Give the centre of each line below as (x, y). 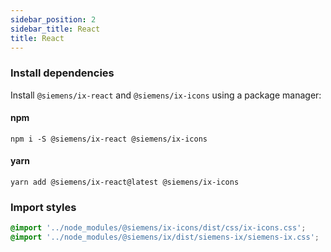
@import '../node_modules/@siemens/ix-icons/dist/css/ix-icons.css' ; (158, 228)
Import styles (43, 207)
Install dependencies (62, 73)
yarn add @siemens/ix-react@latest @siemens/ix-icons (125, 182)
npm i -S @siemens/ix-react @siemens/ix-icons (109, 139)
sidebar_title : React (55, 29)
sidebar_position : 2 (53, 19)
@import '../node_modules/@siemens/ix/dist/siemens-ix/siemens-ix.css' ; (165, 237)
